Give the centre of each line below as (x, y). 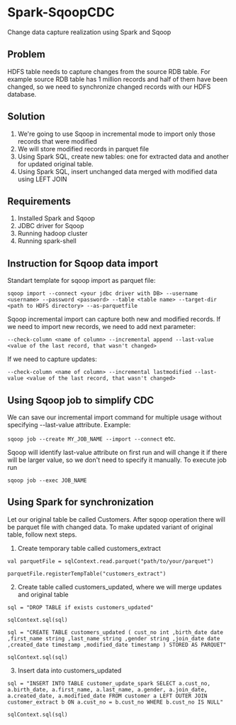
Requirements (39, 201)
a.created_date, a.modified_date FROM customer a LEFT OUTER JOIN (107, 696)
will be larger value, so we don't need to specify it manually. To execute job (117, 460)
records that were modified (57, 141)
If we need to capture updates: (52, 359)
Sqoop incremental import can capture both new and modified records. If (114, 319)
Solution (26, 117)
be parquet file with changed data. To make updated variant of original (110, 527)
